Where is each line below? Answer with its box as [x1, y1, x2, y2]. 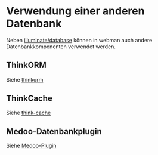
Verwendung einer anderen [6, 4, 145, 18]
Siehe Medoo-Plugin [6, 142, 57, 150]
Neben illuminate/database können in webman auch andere [6, 36, 153, 44]
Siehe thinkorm [6, 76, 44, 83]
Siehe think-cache [6, 109, 51, 116]
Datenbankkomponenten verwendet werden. [6, 43, 116, 50]
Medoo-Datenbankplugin [6, 126, 103, 137]
